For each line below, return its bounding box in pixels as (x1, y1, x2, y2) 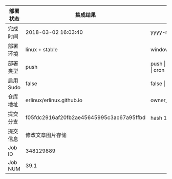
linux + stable (25, 46, 58, 53)
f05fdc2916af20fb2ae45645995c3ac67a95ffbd (25, 114, 146, 121)
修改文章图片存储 (25, 132, 67, 138)
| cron (150, 67, 165, 73)
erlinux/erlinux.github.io (25, 97, 83, 104)
